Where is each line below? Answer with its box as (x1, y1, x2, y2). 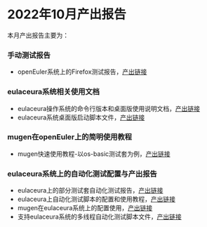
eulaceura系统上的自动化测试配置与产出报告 (7, 169, 158, 179)
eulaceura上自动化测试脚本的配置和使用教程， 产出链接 (17, 195, 176, 204)
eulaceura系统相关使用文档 (7, 87, 100, 97)
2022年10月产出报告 (7, 6, 126, 22)
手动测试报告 (7, 50, 51, 60)
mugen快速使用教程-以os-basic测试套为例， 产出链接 (17, 149, 171, 158)
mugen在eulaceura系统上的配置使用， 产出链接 (17, 204, 153, 212)
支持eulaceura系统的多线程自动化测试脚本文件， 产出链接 (17, 212, 182, 221)
